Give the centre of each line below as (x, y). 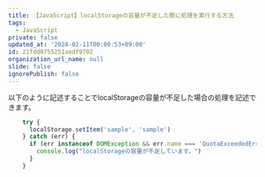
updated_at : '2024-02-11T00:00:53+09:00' (77, 45)
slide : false (30, 67)
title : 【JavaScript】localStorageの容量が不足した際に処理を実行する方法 (121, 15)
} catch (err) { (49, 137)
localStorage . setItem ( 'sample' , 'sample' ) (100, 129)
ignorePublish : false (44, 74)
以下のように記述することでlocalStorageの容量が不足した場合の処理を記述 (129, 97)
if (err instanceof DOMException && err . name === (112, 144)
